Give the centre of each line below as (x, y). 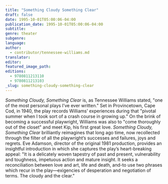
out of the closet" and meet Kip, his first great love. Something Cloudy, (79, 127)
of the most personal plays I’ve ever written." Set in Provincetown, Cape (80, 105)
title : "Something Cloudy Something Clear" (52, 10)
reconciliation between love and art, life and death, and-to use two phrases (84, 165)
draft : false (19, 15)
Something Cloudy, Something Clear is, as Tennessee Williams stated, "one (84, 100)
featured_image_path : (28, 67)
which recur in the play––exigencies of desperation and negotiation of (78, 170)
